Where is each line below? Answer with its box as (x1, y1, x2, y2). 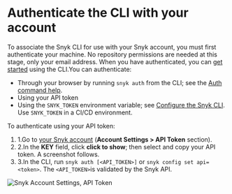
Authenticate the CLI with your (7, 5, 189, 21)
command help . (17, 86, 63, 94)
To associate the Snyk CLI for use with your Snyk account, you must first (7, 43, 217, 51)
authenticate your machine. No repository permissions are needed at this (7, 50, 218, 59)
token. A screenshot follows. (17, 150, 100, 158)
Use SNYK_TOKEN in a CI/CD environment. (17, 108, 133, 117)
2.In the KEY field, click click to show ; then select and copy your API (17, 142, 216, 151)
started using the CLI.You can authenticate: (7, 65, 132, 73)
